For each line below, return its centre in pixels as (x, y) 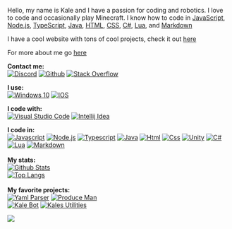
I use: (16, 87)
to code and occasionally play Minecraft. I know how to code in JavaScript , (116, 18)
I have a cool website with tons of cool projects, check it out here (102, 39)
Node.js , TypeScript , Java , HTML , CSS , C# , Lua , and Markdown (100, 25)
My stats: (22, 160)
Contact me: (26, 66)
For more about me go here (47, 53)
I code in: (21, 130)
